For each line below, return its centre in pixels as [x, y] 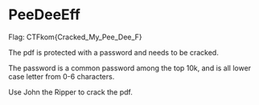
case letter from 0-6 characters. [62, 76]
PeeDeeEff [44, 15]
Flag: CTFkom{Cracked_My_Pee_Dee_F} [75, 37]
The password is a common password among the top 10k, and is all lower [130, 68]
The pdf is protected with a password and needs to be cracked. [113, 52]
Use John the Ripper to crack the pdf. [70, 92]
